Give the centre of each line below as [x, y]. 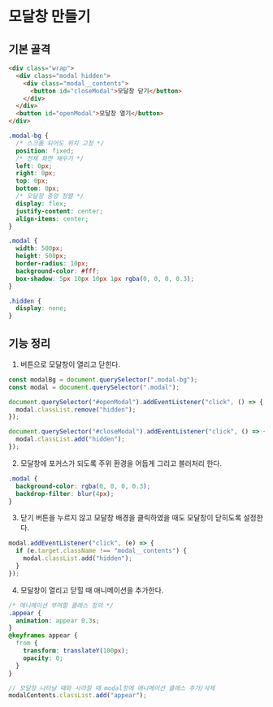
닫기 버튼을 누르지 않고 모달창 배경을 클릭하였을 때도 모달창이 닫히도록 [131, 518]
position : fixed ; [45, 151]
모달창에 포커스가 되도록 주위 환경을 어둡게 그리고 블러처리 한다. [121, 463]
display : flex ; [41, 204]
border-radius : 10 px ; [52, 264]
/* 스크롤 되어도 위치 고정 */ [60, 143]
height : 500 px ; [41, 257]
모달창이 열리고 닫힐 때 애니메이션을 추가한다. [92, 590]
